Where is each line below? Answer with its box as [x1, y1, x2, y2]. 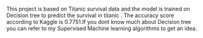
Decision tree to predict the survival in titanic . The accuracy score [6, 12, 175, 19]
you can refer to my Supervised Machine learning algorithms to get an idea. [6, 25, 197, 32]
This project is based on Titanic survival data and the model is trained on [6, 6, 190, 12]
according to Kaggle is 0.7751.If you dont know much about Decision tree [6, 18, 191, 25]
